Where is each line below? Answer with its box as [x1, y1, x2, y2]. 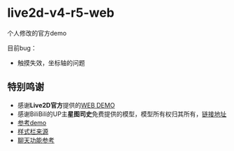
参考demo [17, 118, 47, 127]
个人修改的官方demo [7, 29, 67, 37]
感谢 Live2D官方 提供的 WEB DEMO [17, 101, 115, 109]
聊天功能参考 [17, 136, 54, 144]
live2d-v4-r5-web [7, 5, 115, 21]
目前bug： [7, 43, 37, 52]
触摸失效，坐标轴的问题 [17, 58, 85, 67]
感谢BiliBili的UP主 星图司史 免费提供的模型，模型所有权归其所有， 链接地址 [17, 110, 227, 118]
